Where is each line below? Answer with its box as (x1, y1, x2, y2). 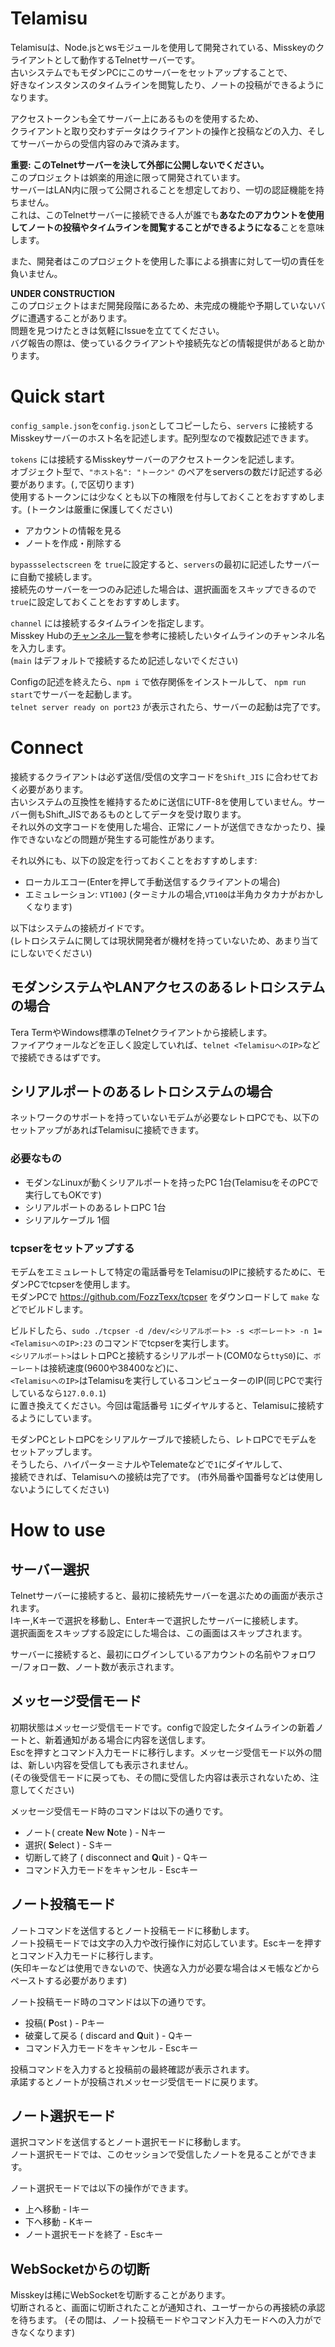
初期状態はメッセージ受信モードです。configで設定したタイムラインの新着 (10, 1721, 316, 1733)
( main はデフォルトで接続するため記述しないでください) (10, 654, 239, 666)
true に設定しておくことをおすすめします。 (10, 595, 185, 607)
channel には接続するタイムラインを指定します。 (10, 617, 210, 629)
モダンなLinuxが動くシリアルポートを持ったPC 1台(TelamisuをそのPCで (24, 1176, 319, 1188)
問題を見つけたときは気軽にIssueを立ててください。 (10, 324, 225, 336)
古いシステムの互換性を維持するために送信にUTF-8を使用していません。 (10, 795, 308, 807)
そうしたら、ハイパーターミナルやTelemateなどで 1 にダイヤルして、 (10, 1458, 288, 1471)
